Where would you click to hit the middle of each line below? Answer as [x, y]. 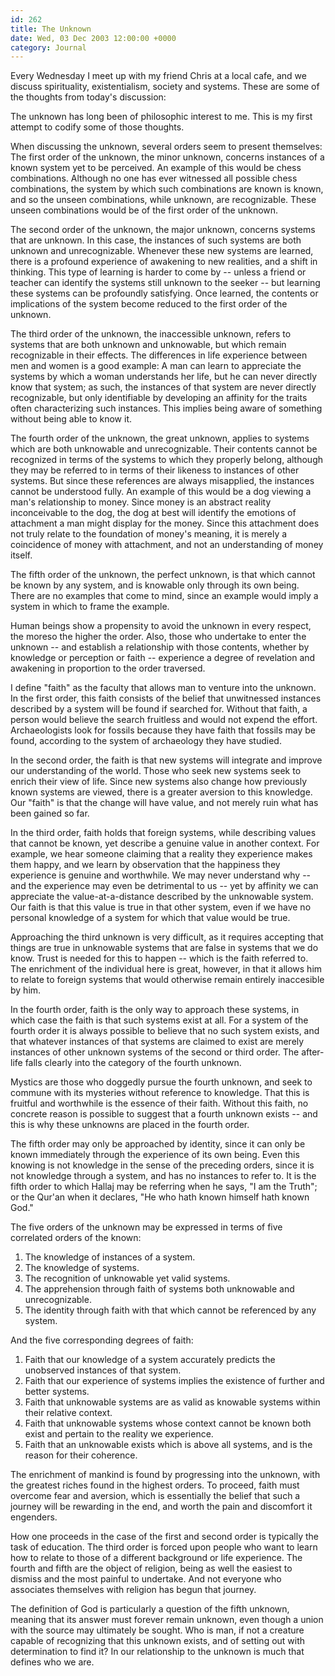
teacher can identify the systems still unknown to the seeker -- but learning [165, 283]
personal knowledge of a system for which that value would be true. [150, 918]
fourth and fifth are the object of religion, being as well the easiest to [151, 1568]
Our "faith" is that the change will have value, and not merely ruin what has [164, 803]
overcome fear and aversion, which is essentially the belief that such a [155, 1496]
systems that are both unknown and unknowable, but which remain [148, 345]
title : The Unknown [51, 29]
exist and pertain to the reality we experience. [119, 1434]
